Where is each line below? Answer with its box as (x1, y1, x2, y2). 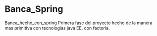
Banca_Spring (4, 3, 63, 15)
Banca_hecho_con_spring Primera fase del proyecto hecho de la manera (4, 20, 153, 26)
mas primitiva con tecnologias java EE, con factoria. (4, 25, 110, 31)
